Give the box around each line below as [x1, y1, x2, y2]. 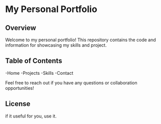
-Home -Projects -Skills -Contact [5, 70, 74, 76]
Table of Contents [5, 57, 63, 65]
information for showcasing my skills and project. [5, 42, 107, 48]
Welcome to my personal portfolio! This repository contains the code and [5, 37, 156, 43]
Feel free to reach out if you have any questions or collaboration [5, 79, 138, 86]
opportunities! [5, 85, 34, 91]
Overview [5, 24, 37, 32]
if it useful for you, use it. [5, 113, 57, 119]
